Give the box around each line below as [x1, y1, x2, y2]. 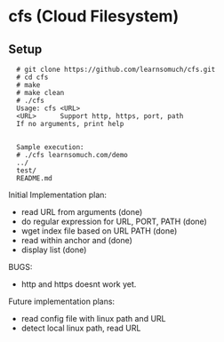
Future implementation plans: [8, 296, 116, 306]
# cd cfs [16, 73, 49, 82]
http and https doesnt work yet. [20, 279, 137, 290]
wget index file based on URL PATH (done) [20, 226, 178, 236]
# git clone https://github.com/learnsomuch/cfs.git [16, 65, 216, 74]
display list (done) [20, 244, 87, 255]
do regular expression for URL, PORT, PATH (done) [20, 216, 208, 227]
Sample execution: [16, 143, 85, 152]
